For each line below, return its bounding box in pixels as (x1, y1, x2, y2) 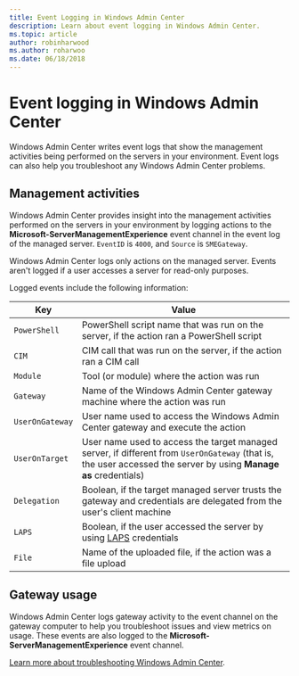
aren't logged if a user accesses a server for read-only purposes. (9, 265, 249, 276)
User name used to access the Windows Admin (81, 409, 280, 422)
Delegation (13, 496, 60, 506)
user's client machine (81, 506, 172, 518)
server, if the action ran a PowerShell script (81, 329, 263, 342)
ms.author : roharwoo (9, 46, 86, 55)
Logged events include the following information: (9, 282, 189, 293)
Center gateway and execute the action (81, 421, 246, 433)
